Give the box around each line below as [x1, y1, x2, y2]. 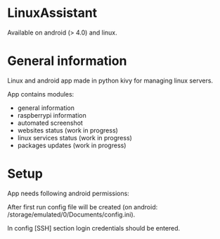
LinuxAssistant [7, 5, 98, 21]
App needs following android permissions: [7, 189, 130, 197]
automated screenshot [17, 118, 83, 127]
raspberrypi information [17, 111, 86, 119]
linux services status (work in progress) [17, 133, 132, 142]
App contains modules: [7, 90, 75, 98]
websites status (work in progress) [17, 125, 118, 135]
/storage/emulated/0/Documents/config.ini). [7, 210, 136, 219]
